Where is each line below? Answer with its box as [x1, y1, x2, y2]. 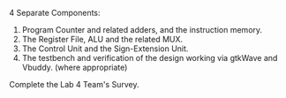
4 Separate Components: [9, 8, 101, 18]
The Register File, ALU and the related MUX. [21, 34, 184, 44]
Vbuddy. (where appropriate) [21, 62, 128, 72]
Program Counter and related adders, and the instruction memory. [21, 25, 263, 34]
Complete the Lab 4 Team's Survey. [9, 79, 139, 89]
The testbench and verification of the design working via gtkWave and [21, 53, 278, 63]
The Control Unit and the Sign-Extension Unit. [21, 43, 189, 54]
